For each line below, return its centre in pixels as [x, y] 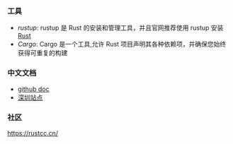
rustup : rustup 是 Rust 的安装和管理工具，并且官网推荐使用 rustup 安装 [120, 28]
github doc [33, 89]
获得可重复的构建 [42, 53]
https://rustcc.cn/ [33, 133]
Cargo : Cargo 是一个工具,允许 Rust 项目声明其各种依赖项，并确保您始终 [122, 44]
